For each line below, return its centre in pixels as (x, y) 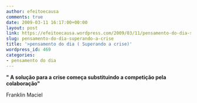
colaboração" (23, 83)
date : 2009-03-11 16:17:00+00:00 (47, 22)
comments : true (25, 17)
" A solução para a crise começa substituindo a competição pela (86, 77)
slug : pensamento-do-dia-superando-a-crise (60, 39)
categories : (21, 55)
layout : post (22, 28)
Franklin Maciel (24, 95)
